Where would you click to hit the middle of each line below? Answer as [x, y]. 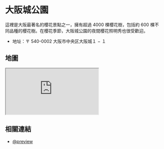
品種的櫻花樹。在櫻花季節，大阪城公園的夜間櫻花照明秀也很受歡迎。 [79, 30]
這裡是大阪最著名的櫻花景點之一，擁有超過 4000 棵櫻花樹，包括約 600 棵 [80, 25]
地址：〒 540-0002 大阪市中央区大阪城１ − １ [59, 41]
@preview [22, 141]
